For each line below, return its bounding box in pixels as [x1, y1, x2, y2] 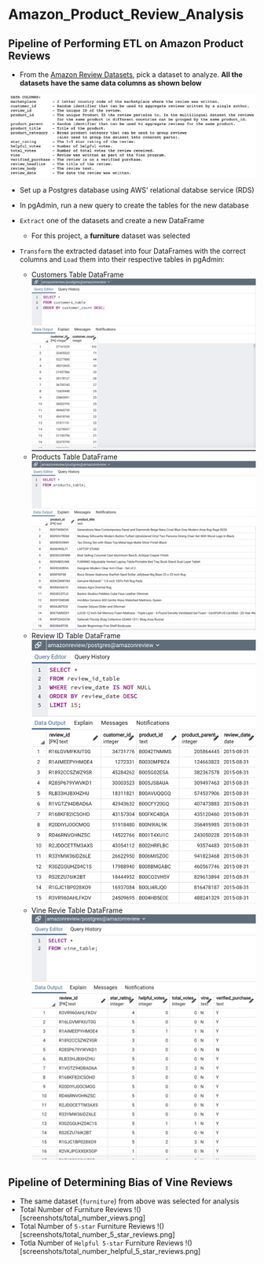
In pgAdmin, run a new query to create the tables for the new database [19, 200, 249, 210]
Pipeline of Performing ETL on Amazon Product [8, 37, 244, 50]
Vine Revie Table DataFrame [31, 906, 123, 915]
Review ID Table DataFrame [31, 630, 121, 640]
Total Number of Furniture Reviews [19, 1204, 133, 1214]
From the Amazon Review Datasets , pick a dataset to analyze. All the [19, 70, 243, 79]
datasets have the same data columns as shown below [19, 79, 202, 87]
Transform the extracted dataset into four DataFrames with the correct [19, 246, 246, 255]
